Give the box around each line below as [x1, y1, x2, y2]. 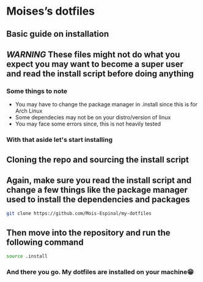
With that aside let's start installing [6, 136, 113, 144]
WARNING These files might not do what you [6, 49, 180, 59]
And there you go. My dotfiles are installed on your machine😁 [6, 267, 194, 276]
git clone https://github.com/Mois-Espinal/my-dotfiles [6, 210, 152, 217]
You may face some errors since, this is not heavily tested [15, 121, 161, 128]
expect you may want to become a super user [6, 59, 183, 69]
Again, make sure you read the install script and [6, 175, 192, 185]
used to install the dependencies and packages [6, 194, 191, 204]
